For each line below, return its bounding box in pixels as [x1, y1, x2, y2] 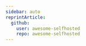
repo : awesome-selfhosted [16, 31, 81, 37]
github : [11, 20, 30, 26]
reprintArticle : [5, 14, 46, 20]
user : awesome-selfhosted [16, 25, 81, 32]
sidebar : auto [5, 8, 41, 15]
